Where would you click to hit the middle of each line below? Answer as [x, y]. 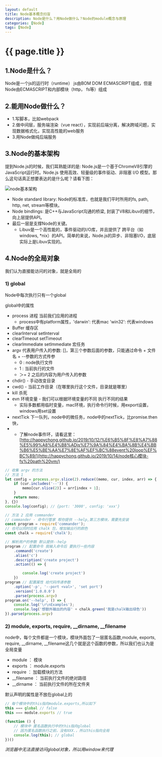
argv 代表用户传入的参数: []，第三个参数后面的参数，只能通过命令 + [79, 350]
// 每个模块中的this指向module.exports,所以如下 [51, 704]
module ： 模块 [27, 660]
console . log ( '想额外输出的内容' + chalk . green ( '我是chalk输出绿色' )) [80, 609]
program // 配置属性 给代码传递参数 [38, 582]
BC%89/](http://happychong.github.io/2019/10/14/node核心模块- [84, 456]
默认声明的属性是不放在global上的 [39, 694]
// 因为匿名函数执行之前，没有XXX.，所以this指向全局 [62, 731]
